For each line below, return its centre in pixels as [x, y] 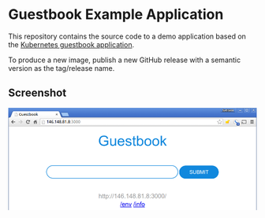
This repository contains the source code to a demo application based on [127, 36]
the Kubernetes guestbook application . [71, 44]
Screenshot [37, 93]
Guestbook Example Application [116, 15]
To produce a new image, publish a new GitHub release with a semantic [125, 60]
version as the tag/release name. [62, 68]
